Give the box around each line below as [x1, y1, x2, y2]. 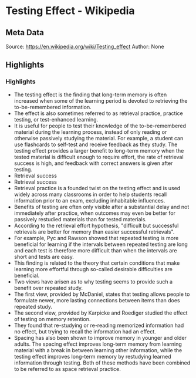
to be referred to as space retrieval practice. [13, 365, 121, 372]
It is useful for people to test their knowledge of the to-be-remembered [13, 122, 186, 129]
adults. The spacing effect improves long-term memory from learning [13, 340, 183, 347]
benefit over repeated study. [13, 284, 83, 291]
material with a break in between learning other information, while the [13, 346, 183, 353]
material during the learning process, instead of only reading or [13, 128, 167, 136]
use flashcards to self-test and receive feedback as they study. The [13, 141, 178, 148]
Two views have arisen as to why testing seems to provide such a [13, 278, 173, 285]
